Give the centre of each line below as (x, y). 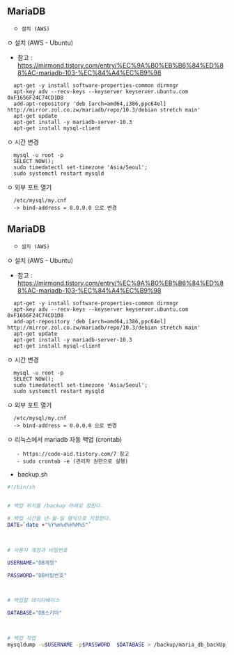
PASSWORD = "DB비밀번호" (37, 575)
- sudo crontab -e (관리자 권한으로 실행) (72, 461)
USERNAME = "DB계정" (32, 563)
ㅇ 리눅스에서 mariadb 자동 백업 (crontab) (65, 439)
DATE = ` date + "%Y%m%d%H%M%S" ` (49, 525)
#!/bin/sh (22, 487)
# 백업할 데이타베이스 (33, 601)
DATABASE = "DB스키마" (35, 613)
